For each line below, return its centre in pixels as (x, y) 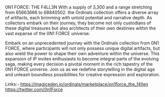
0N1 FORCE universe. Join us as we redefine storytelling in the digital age (80, 69)
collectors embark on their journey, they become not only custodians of (78, 23)
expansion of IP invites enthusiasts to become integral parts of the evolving (82, 59)
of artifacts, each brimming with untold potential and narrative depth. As (79, 18)
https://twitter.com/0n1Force (34, 89)
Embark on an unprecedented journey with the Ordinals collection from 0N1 (82, 43)
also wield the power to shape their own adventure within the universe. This (82, 53)
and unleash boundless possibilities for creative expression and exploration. (82, 74)
